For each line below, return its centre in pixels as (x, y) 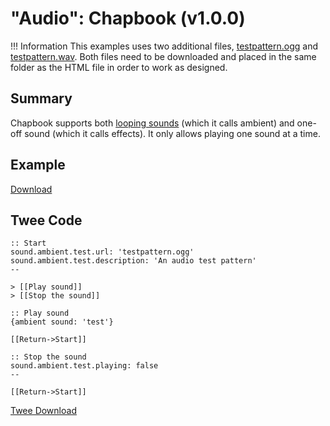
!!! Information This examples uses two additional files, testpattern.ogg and (164, 46)
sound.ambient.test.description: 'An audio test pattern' (133, 261)
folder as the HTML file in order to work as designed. (119, 67)
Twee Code (46, 220)
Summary (41, 98)
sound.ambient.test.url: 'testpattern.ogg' (102, 252)
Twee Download (43, 411)
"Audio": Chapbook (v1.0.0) (128, 18)
